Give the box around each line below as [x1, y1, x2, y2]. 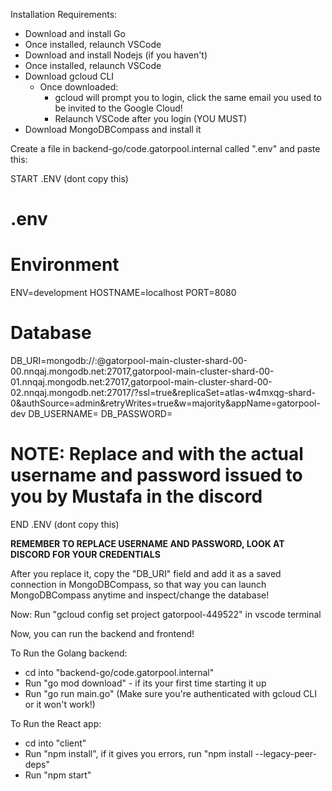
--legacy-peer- [254, 748, 317, 759]
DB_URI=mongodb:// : [10, 355, 98, 367]
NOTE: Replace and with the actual [10, 443, 304, 466]
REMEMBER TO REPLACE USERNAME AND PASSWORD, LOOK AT [10, 538, 285, 549]
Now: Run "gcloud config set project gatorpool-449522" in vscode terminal [10, 609, 322, 620]
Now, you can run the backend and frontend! [10, 628, 195, 639]
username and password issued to [10, 464, 303, 487]
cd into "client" [24, 737, 87, 749]
